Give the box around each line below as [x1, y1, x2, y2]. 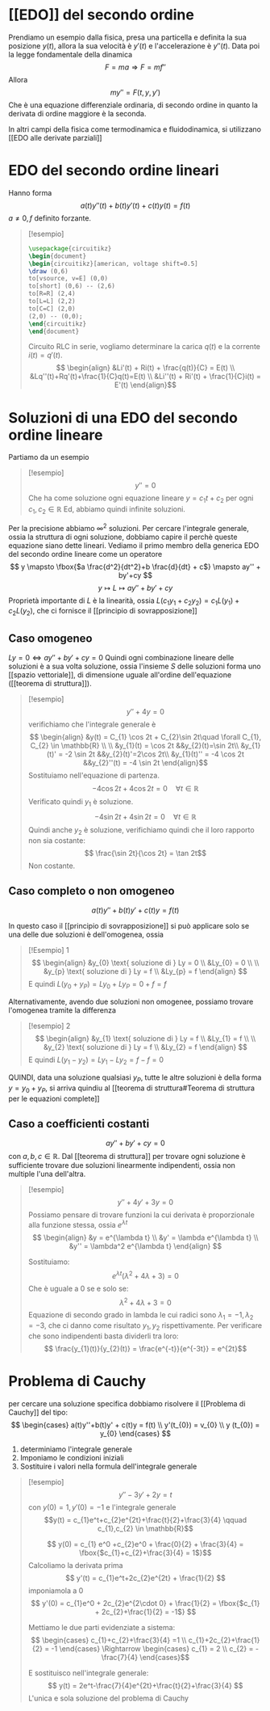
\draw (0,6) [27, 267, 69, 276]
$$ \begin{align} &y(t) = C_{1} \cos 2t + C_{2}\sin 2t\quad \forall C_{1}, [29, 731, 262, 741]
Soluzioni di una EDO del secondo [8, 408, 238, 427]
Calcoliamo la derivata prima [27, 1560, 123, 1570]
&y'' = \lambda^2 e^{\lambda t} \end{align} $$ [69, 1241, 222, 1251]
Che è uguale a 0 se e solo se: [27, 1283, 129, 1293]
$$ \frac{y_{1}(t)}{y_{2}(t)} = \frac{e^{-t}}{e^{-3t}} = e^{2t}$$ [44, 1343, 247, 1353]
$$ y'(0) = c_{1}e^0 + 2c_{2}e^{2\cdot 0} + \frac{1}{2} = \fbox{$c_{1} [31, 1598, 260, 1608]
